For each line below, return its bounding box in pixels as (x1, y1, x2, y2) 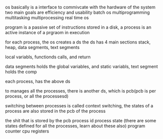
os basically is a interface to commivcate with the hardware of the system (5, 4, 156, 10)
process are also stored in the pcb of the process (5, 108, 106, 114)
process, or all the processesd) (5, 93, 69, 99)
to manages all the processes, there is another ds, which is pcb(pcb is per (5, 88, 156, 93)
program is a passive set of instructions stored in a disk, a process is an (5, 24, 152, 30)
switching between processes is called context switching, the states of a (5, 103, 154, 108)
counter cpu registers (5, 128, 50, 134)
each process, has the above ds (5, 79, 70, 84)
